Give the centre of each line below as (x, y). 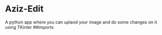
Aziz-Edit (24, 9)
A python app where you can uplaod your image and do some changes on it (81, 22)
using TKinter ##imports (29, 27)
